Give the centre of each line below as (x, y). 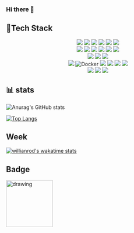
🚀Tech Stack (29, 28)
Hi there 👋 (20, 9)
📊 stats (20, 90)
